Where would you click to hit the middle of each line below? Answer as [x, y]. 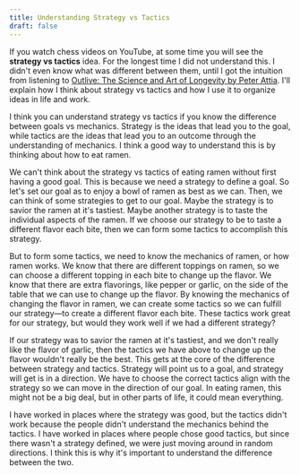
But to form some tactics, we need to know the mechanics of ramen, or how [149, 255]
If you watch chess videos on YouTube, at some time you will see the [137, 51]
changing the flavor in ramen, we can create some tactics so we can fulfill [146, 303]
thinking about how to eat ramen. [70, 154]
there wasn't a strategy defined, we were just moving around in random [141, 443]
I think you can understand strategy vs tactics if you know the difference [143, 117]
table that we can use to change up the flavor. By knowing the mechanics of [150, 294]
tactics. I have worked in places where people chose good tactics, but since [149, 433]
